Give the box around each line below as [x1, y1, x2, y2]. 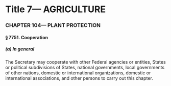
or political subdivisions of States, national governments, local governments [5, 64, 165, 70]
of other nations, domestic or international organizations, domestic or [5, 70, 151, 76]
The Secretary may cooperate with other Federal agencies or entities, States [5, 59, 166, 65]
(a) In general [5, 46, 35, 52]
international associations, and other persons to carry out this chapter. [5, 75, 153, 81]
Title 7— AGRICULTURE [5, 4, 106, 15]
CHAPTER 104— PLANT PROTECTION [5, 22, 101, 29]
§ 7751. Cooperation [5, 34, 48, 40]
